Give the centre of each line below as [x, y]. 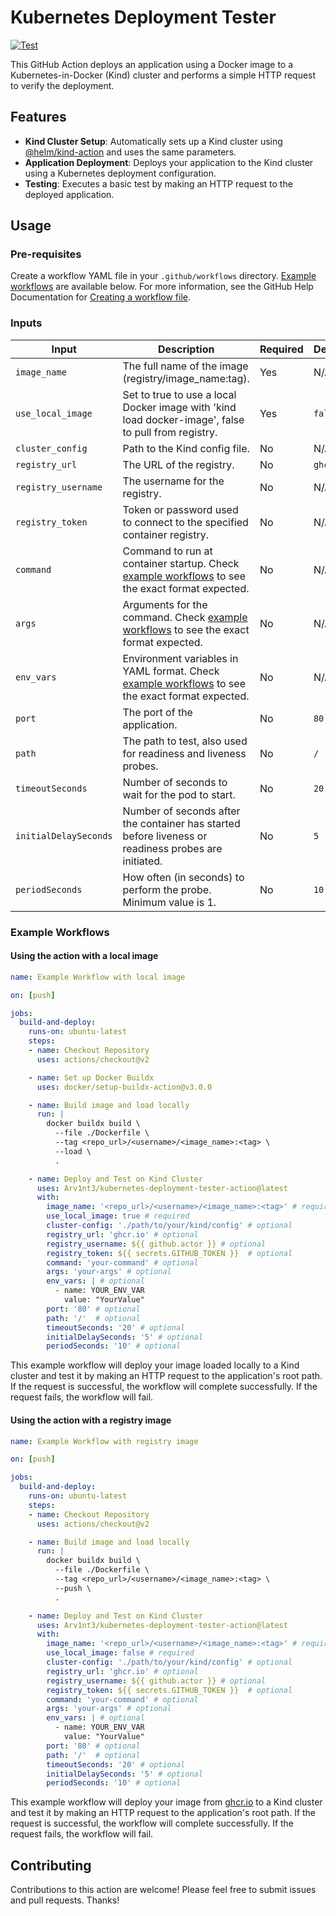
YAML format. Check [171, 671]
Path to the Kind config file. [186, 448]
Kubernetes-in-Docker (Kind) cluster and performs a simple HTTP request [163, 75]
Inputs [26, 323]
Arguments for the [165, 604]
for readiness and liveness [184, 753]
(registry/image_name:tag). [186, 378]
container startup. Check [181, 563]
